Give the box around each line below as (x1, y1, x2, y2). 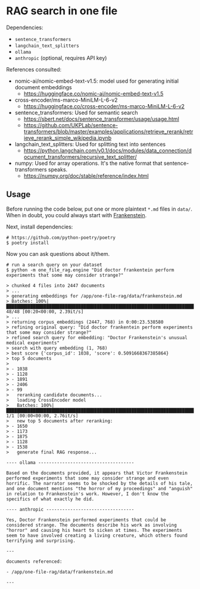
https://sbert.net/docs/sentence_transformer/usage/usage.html (23, 115, 180, 123)
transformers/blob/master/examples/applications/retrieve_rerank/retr (23, 128, 193, 135)
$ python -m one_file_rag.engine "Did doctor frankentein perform (6, 267, 174, 273)
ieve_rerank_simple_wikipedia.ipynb (23, 134, 112, 141)
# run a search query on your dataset (6, 262, 102, 268)
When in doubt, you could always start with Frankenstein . (6, 211, 147, 218)
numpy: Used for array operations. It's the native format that (14, 159, 162, 167)
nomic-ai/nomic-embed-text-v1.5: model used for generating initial (14, 77, 179, 84)
